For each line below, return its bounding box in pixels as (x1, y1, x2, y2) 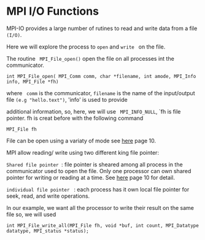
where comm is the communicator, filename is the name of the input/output (6, 89, 195, 96)
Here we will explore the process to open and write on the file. (6, 43, 166, 50)
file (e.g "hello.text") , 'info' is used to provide (6, 96, 128, 103)
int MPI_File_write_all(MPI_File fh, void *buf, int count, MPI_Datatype (6, 222, 199, 228)
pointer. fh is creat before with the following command (6, 114, 144, 122)
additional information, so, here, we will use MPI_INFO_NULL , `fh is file (6, 107, 181, 115)
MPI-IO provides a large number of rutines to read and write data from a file (6, 25, 198, 32)
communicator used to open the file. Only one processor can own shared (6, 167, 191, 174)
